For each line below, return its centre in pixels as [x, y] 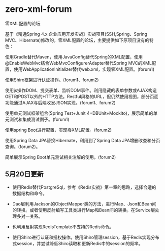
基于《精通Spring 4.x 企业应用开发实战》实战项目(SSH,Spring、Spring [76, 34]
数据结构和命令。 [30, 193]
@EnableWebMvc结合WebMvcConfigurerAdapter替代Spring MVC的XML [78, 63]
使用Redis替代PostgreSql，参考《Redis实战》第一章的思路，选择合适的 [84, 187]
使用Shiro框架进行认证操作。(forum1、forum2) [52, 80]
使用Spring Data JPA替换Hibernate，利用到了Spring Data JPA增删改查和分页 [82, 140]
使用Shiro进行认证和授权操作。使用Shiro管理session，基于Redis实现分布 [86, 237]
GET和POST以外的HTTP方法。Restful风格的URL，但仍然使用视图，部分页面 [82, 96]
